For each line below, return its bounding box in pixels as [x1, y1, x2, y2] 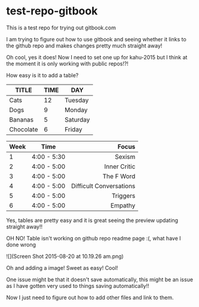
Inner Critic [104, 162, 136, 170]
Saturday [65, 115, 90, 124]
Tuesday [65, 96, 89, 104]
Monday [65, 106, 88, 114]
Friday [65, 125, 82, 133]
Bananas [9, 115, 34, 124]
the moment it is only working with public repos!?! [6, 60, 128, 67]
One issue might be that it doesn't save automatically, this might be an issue [6, 276, 193, 283]
